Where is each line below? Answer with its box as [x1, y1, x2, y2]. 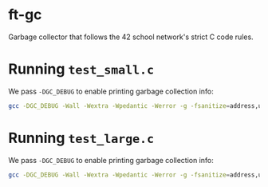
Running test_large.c [8, 129, 154, 147]
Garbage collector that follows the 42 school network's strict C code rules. [8, 32, 254, 42]
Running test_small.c [8, 60, 154, 78]
